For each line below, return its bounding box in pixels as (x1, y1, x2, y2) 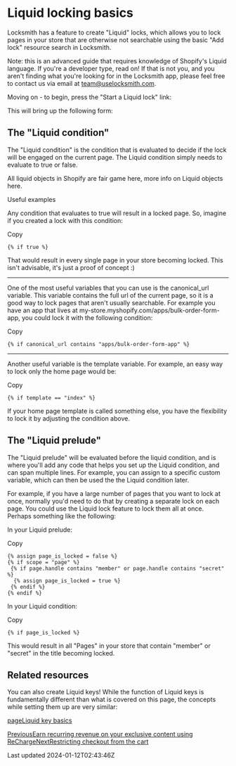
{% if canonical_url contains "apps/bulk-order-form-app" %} (7, 340, 190, 347)
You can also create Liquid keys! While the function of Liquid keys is (7, 688, 204, 696)
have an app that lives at (7, 306, 79, 314)
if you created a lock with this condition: (7, 216, 123, 224)
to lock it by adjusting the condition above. (7, 414, 130, 423)
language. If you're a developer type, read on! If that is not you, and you (7, 64, 216, 72)
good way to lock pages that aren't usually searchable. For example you (7, 298, 216, 307)
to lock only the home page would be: (7, 367, 117, 376)
